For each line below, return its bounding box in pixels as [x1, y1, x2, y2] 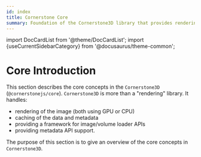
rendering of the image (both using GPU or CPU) [14, 108, 135, 115]
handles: [6, 96, 28, 104]
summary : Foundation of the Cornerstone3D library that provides [6, 20, 172, 26]
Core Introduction [6, 64, 96, 77]
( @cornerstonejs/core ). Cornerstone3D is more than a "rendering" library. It [6, 90, 189, 97]
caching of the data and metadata [14, 114, 99, 122]
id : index [6, 8, 31, 15]
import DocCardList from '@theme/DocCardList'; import [6, 37, 144, 44]
